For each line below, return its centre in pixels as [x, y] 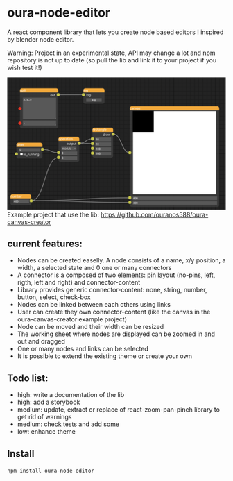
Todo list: [28, 378]
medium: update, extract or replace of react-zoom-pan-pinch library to [119, 410]
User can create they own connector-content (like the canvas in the [114, 312]
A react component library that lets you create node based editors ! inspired [115, 32]
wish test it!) [25, 67]
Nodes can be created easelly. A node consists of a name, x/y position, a [121, 260]
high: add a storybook [49, 402]
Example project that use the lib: [53, 214]
